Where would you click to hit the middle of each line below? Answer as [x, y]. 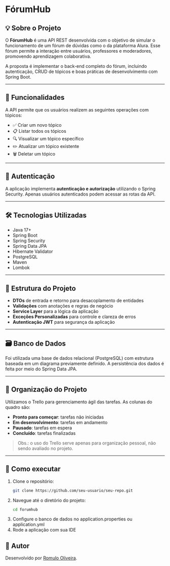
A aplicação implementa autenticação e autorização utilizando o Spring [80, 188]
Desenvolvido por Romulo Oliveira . [41, 558]
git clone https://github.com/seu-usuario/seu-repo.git [73, 490]
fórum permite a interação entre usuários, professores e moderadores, [79, 51]
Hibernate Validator [33, 251]
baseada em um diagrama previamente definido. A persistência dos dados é [85, 364]
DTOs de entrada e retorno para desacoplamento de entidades [78, 300]
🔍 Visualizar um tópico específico [48, 138]
